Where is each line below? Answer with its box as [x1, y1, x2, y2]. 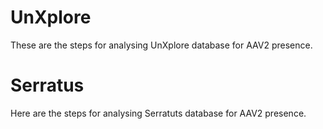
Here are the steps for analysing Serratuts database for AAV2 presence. [10, 107, 307, 119]
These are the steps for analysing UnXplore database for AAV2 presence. [10, 39, 313, 51]
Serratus [10, 74, 85, 97]
